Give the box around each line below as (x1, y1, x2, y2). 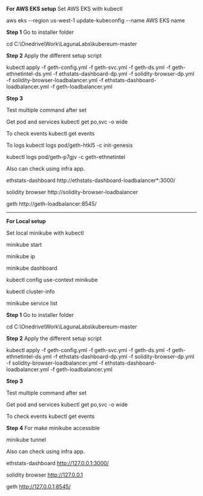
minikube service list (6, 299, 58, 307)
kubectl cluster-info (6, 288, 56, 295)
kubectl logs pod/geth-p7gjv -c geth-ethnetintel (6, 154, 126, 160)
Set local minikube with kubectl (6, 229, 85, 237)
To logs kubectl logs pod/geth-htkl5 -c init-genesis (6, 142, 133, 149)
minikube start (6, 241, 42, 248)
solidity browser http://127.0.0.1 (6, 471, 83, 478)
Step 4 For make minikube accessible (6, 425, 100, 431)
